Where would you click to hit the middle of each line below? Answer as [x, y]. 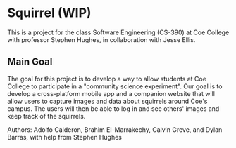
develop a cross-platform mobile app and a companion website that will [111, 93]
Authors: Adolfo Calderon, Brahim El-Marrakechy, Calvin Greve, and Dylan [115, 129]
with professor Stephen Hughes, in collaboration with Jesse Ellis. [101, 39]
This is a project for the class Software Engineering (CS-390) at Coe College [118, 32]
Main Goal [30, 62]
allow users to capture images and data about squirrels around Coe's [107, 101]
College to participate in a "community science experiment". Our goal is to [115, 86]
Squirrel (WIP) [49, 13]
